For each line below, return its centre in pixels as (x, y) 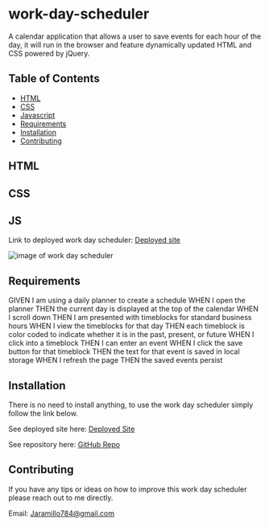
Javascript (37, 115)
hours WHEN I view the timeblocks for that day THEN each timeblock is (127, 326)
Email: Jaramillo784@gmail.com (62, 513)
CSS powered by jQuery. (49, 53)
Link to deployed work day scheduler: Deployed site (95, 240)
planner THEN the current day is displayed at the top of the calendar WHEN (134, 309)
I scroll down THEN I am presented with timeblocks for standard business (130, 318)
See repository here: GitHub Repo (64, 444)
